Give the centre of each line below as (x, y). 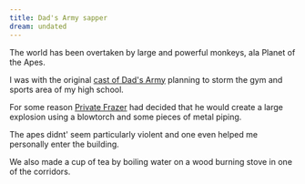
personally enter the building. (65, 144)
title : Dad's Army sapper (58, 18)
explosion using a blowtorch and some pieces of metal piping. (126, 117)
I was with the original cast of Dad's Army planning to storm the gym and (146, 79)
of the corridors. (40, 171)
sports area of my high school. (67, 89)
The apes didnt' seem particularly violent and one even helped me (133, 134)
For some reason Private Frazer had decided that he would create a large (147, 107)
